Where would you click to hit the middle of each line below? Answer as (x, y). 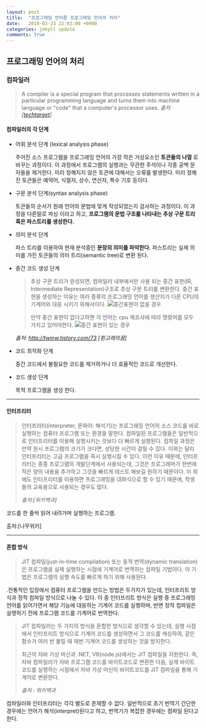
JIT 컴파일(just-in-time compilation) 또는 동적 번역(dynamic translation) (109, 562)
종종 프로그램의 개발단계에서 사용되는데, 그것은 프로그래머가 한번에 (117, 464)
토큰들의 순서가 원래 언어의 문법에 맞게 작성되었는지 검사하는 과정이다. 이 (102, 207)
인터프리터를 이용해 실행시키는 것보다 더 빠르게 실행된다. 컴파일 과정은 (111, 441)
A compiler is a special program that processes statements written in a (110, 94)
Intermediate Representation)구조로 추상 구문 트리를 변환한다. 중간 (112, 289)
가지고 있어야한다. (52, 325)
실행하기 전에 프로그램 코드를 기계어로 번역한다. (63, 613)
